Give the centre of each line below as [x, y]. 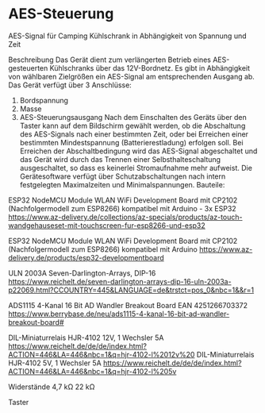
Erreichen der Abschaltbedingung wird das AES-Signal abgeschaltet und [138, 151]
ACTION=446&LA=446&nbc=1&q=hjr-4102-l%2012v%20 [102, 354]
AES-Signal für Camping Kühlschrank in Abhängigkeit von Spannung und [127, 36]
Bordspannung [44, 100]
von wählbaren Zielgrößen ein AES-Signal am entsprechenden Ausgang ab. [132, 76]
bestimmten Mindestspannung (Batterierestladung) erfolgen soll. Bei [131, 142]
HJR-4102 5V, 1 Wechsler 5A [55, 363]
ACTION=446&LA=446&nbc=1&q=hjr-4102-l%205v [92, 371]
